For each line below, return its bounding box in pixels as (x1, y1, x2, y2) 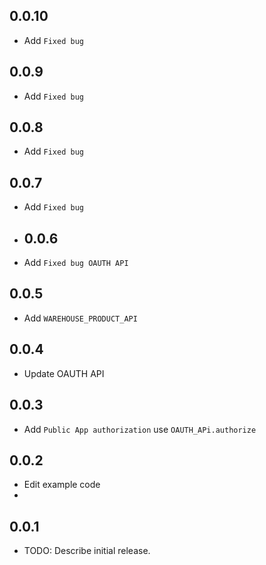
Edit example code (23, 479, 101, 491)
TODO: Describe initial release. (23, 545, 151, 557)
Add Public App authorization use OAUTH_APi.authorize (23, 423, 257, 435)
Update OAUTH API (23, 367, 105, 379)
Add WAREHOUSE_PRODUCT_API (23, 312, 138, 324)
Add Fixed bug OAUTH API (23, 257, 129, 269)
